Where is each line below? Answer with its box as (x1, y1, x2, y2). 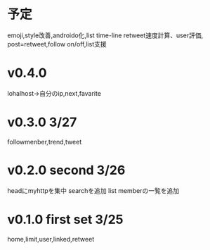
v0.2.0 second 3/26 (7, 163, 126, 178)
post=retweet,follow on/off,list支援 (7, 39, 107, 48)
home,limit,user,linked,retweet (7, 235, 95, 243)
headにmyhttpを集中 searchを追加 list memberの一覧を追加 (7, 186, 180, 194)
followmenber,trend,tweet (7, 137, 82, 146)
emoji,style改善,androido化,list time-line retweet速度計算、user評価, (7, 31, 204, 39)
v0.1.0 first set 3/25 (7, 211, 124, 227)
